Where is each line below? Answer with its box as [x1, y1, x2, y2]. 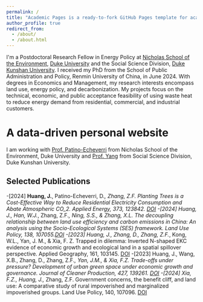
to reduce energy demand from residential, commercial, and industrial [6, 98, 180, 106]
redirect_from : [6, 25, 45, 32]
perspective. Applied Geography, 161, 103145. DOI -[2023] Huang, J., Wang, [6, 250, 195, 257]
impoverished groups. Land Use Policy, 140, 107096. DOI [6, 288, 147, 296]
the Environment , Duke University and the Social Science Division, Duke [6, 60, 185, 67]
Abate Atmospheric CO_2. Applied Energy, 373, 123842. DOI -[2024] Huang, [6, 205, 197, 212]
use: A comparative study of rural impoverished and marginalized [6, 282, 169, 289]
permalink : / [6, 8, 39, 15]
